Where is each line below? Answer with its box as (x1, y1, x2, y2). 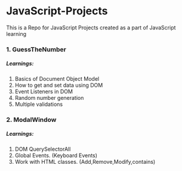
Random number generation (14, 94, 84, 101)
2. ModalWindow (6, 115, 57, 124)
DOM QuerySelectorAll (14, 145, 71, 152)
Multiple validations (14, 100, 63, 108)
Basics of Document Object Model (14, 75, 100, 82)
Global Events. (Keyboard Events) (14, 151, 97, 159)
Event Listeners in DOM (14, 88, 73, 95)
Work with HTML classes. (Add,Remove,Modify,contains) (14, 158, 156, 165)
